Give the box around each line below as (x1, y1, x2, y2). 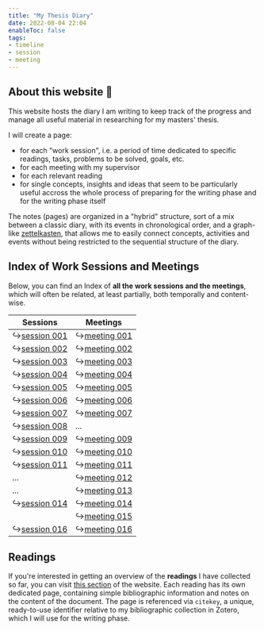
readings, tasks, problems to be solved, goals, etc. (19, 154, 185, 164)
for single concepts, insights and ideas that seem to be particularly (19, 179, 238, 189)
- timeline (8, 41, 44, 49)
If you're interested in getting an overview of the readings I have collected (8, 571, 251, 581)
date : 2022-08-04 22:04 (8, 19, 87, 27)
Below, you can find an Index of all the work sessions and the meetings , (8, 281, 247, 290)
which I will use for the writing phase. (8, 614, 131, 623)
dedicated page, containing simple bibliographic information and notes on (8, 588, 250, 598)
